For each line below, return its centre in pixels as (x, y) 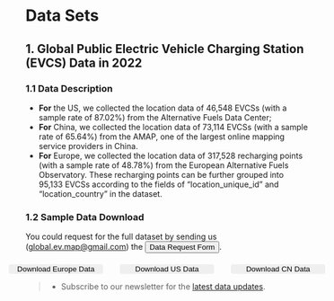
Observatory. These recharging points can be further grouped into (161, 174)
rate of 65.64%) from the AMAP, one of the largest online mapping (162, 137)
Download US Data (167, 269)
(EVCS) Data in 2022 (84, 62)
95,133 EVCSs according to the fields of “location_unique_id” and (158, 184)
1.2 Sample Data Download (85, 217)
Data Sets (62, 16)
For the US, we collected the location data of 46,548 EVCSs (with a (163, 108)
